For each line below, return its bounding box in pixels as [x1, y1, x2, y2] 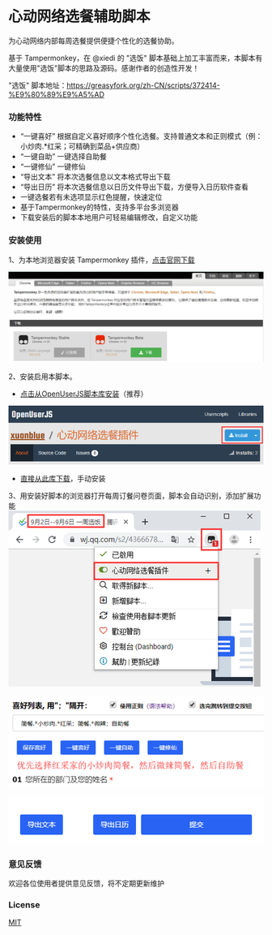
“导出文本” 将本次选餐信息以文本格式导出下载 [19, 172, 172, 182]
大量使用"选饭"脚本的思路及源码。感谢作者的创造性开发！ [8, 62, 200, 73]
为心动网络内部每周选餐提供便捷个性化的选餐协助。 [8, 36, 179, 45]
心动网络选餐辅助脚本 [8, 7, 151, 26]
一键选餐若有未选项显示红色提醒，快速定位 [19, 192, 163, 202]
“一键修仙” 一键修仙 [19, 162, 87, 171]
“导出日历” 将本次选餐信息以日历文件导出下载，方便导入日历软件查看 [19, 182, 249, 192]
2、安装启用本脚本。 [8, 372, 77, 381]
